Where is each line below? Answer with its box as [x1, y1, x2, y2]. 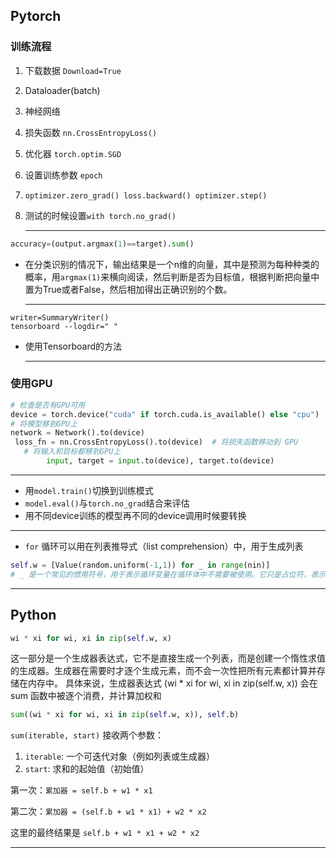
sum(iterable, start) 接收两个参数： [10, 729, 165, 741]
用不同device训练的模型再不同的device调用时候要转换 [24, 509, 247, 521]
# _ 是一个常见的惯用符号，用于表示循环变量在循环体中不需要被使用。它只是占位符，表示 [10, 569, 327, 579]
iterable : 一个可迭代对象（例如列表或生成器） [24, 750, 216, 763]
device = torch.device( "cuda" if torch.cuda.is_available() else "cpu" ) [10, 409, 320, 419]
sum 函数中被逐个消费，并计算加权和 [10, 690, 162, 702]
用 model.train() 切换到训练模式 [24, 484, 154, 496]
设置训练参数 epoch [24, 169, 103, 181]
